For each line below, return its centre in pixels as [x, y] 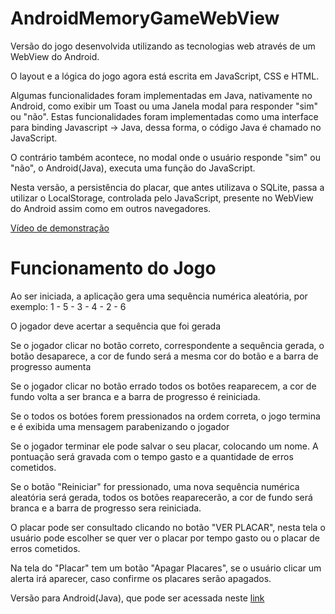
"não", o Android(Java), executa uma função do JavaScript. [133, 168]
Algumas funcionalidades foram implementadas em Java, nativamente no [161, 95]
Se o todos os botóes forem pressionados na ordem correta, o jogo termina [165, 416]
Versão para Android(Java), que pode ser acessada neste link [137, 598]
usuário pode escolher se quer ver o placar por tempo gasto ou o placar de [165, 538]
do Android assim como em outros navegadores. [111, 208]
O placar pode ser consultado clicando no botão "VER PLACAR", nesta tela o [168, 527]
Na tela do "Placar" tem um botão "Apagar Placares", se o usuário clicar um [166, 568]
